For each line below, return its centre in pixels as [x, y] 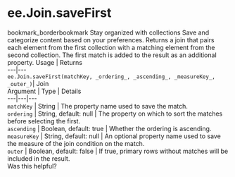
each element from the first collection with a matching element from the [111, 47]
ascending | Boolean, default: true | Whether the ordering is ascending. [109, 128]
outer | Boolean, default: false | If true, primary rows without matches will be [118, 151]
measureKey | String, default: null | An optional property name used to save [114, 136]
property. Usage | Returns [45, 62]
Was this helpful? [32, 166]
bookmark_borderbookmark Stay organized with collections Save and [108, 32]
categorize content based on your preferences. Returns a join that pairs [111, 39]
